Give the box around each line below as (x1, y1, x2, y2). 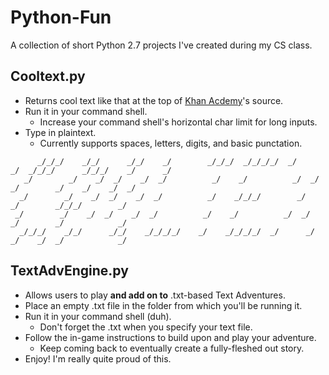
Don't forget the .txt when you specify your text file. (39, 321, 253, 333)
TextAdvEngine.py (10, 262, 129, 280)
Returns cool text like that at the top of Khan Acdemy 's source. (24, 94, 284, 106)
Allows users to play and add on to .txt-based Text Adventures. (24, 289, 286, 301)
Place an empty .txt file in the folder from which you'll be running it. (24, 299, 303, 311)
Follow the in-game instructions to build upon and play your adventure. (24, 331, 317, 343)
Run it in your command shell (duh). (24, 310, 172, 322)
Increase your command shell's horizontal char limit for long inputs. (39, 116, 318, 128)
